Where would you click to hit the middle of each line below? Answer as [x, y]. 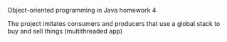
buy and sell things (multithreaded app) [65, 31]
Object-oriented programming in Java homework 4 [82, 10]
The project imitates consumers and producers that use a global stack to [114, 23]
